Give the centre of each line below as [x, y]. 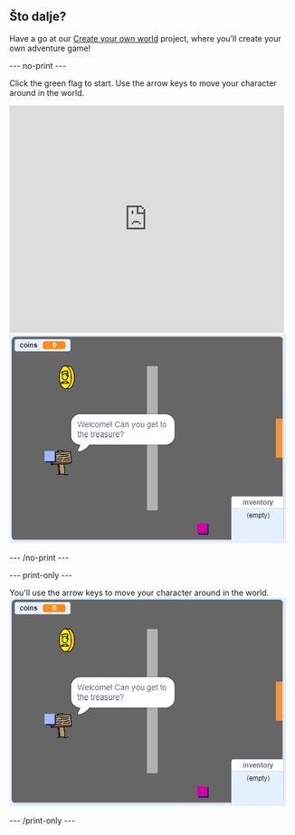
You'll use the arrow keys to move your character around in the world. [139, 593]
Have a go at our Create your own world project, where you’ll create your [146, 38]
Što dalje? [38, 17]
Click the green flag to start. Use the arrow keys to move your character [143, 83]
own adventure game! [50, 48]
